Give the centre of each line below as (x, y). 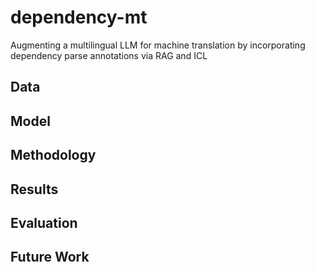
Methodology (53, 155)
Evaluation (44, 222)
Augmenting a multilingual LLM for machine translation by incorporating (158, 45)
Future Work (50, 257)
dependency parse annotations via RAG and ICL (109, 55)
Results (34, 189)
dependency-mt (79, 17)
